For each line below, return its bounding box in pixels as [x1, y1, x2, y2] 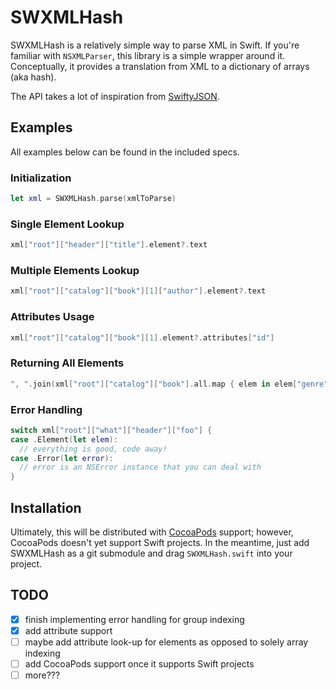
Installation [10, 499, 82, 516]
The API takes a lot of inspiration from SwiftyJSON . [10, 90, 220, 102]
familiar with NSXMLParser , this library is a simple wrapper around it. [10, 49, 286, 61]
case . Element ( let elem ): [10, 434, 118, 445]
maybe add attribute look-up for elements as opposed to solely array [24, 636, 309, 648]
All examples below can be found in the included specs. [10, 146, 240, 158]
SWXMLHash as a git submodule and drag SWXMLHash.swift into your [10, 547, 293, 559]
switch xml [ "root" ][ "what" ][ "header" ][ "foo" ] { [10, 425, 213, 435]
